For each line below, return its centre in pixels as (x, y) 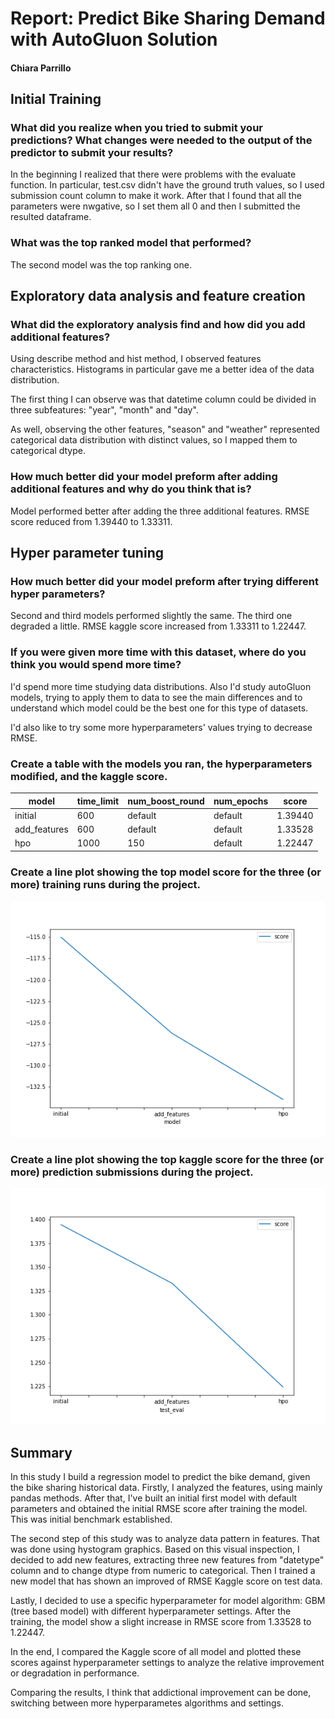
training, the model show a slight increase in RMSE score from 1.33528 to (161, 1622)
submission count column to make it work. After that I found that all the (156, 196)
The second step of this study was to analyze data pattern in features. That (165, 1539)
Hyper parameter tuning (87, 553)
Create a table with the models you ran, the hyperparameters (161, 764)
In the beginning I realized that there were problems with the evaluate (153, 174)
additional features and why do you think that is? (131, 489)
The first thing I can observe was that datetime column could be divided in (163, 399)
